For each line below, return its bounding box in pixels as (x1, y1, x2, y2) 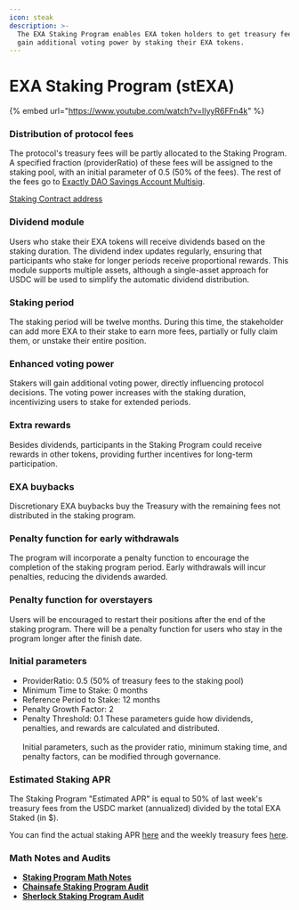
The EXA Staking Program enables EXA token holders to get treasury (17, 29, 277, 38)
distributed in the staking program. (9, 509, 136, 521)
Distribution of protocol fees (9, 128, 134, 141)
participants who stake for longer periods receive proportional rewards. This (9, 255, 289, 265)
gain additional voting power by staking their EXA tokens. (17, 37, 245, 47)
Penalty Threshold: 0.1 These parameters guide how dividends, (21, 713, 254, 724)
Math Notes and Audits (9, 852, 111, 865)
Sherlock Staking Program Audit (21, 891, 144, 902)
